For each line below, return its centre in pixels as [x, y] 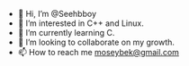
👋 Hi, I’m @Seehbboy [57, 14]
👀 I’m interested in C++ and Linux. [81, 23]
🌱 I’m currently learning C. [66, 33]
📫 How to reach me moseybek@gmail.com [99, 52]
